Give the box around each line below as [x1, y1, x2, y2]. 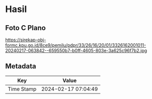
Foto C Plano [5, 24, 46, 32]
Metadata [5, 62, 36, 71]
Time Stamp [8, 85, 37, 92]
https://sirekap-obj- [5, 37, 46, 43]
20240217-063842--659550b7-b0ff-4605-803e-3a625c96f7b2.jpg [5, 48, 147, 53]
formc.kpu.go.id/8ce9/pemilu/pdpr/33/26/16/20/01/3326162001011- [5, 42, 146, 48]
